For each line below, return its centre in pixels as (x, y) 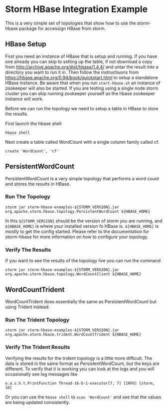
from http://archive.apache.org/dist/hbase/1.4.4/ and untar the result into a (82, 67)
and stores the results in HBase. (38, 184)
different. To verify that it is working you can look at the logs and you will (80, 368)
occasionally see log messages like (41, 374)
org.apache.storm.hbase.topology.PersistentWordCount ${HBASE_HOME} (78, 211)
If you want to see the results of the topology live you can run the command (83, 261)
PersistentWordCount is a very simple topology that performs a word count (82, 178)
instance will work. (24, 99)
